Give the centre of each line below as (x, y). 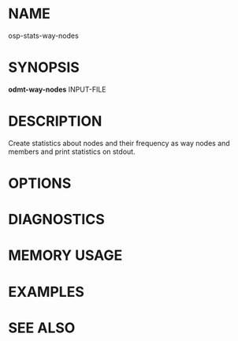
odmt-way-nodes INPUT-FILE (57, 89)
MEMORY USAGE (65, 255)
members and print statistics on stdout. (72, 152)
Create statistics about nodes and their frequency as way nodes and (119, 143)
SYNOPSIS (44, 67)
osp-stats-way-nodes (43, 36)
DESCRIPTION (55, 121)
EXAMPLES (46, 292)
